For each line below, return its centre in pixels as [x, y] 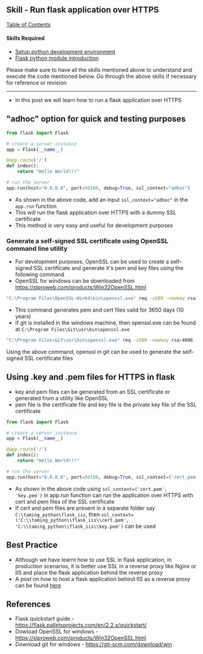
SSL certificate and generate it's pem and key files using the [108, 268]
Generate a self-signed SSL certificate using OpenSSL [87, 241]
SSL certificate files [49, 358]
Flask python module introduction [57, 58]
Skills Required [26, 38]
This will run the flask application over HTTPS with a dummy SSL [95, 212]
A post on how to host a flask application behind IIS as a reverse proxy [102, 579]
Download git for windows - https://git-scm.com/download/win [93, 644]
